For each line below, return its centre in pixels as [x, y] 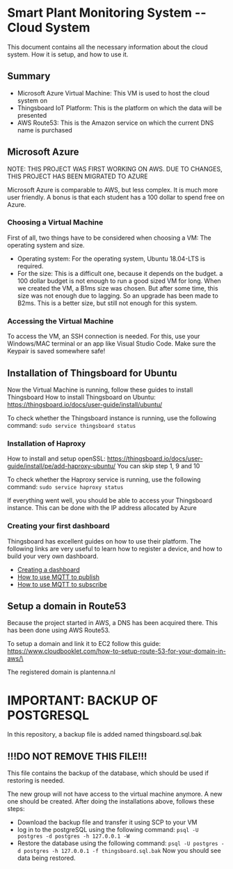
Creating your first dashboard [58, 526]
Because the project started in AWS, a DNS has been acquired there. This [112, 623]
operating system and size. [46, 245]
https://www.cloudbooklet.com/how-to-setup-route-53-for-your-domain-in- [116, 651]
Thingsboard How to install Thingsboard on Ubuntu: [81, 397]
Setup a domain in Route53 [67, 606]
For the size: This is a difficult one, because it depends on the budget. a [120, 273]
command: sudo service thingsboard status [72, 425]
